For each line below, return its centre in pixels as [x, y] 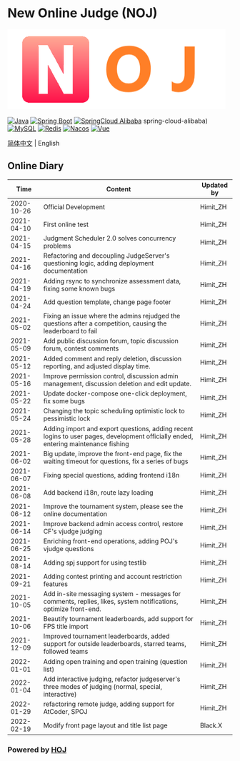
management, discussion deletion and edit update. [117, 383]
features [55, 584]
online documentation [75, 514]
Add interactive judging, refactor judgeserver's [112, 679]
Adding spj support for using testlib [95, 563]
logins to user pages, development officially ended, [118, 436]
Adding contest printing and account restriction [112, 576]
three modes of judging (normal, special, [103, 686]
